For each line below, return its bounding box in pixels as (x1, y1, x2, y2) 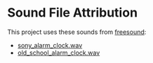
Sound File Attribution (7, 5, 138, 21)
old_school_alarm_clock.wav (17, 48, 100, 57)
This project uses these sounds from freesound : (7, 28, 147, 36)
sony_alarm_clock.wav (17, 41, 83, 49)
